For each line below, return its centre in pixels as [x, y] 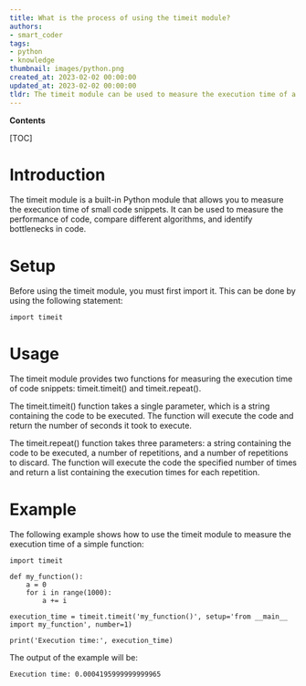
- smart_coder [37, 35]
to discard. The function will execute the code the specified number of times [153, 463]
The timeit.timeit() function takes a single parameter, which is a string [140, 406]
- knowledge [32, 60]
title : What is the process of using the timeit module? [120, 18]
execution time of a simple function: [77, 545]
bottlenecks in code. [48, 229]
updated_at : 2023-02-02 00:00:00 [73, 86]
